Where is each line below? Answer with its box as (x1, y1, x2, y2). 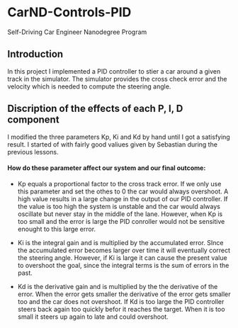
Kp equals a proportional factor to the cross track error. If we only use (17, 179, 222, 188)
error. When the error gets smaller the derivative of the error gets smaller (17, 290, 231, 298)
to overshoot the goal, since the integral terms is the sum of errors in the (17, 261, 229, 269)
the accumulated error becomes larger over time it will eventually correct (17, 246, 231, 254)
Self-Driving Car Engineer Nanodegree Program (7, 28, 147, 36)
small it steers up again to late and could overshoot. (17, 312, 169, 321)
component (7, 114, 59, 126)
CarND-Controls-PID (7, 4, 132, 21)
